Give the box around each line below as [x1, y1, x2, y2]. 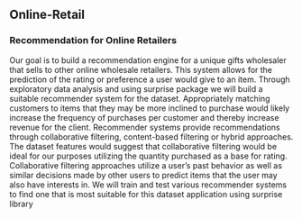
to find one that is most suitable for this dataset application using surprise [9, 188, 283, 199]
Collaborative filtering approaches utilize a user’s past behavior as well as [9, 159, 282, 170]
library [9, 198, 33, 209]
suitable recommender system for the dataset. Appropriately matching [9, 93, 270, 104]
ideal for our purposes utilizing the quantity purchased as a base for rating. [9, 150, 288, 161]
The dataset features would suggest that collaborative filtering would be [9, 141, 278, 151]
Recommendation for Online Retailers [9, 34, 178, 47]
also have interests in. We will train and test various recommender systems [9, 179, 287, 190]
